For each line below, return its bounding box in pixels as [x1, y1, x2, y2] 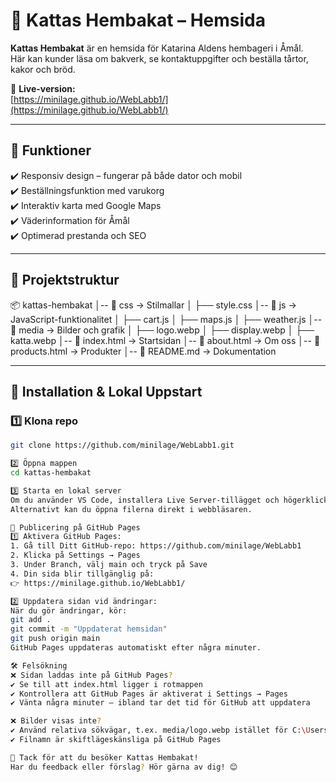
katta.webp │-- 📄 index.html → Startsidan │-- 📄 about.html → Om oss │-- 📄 [10, 334, 321, 346]
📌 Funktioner [10, 142, 92, 159]
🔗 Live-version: [10, 82, 76, 94]
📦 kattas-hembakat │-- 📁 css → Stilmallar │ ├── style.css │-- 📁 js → [10, 299, 297, 311]
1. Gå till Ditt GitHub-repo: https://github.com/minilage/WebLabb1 [10, 541, 302, 551]
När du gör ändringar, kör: [10, 605, 128, 616]
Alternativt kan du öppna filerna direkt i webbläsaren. [10, 504, 253, 514]
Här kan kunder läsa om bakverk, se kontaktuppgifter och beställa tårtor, [10, 52, 309, 64]
